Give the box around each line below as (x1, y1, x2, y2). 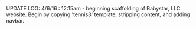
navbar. (6, 17, 25, 24)
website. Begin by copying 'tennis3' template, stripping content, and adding (6, 11, 190, 18)
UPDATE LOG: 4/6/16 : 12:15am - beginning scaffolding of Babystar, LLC (6, 5, 181, 12)
